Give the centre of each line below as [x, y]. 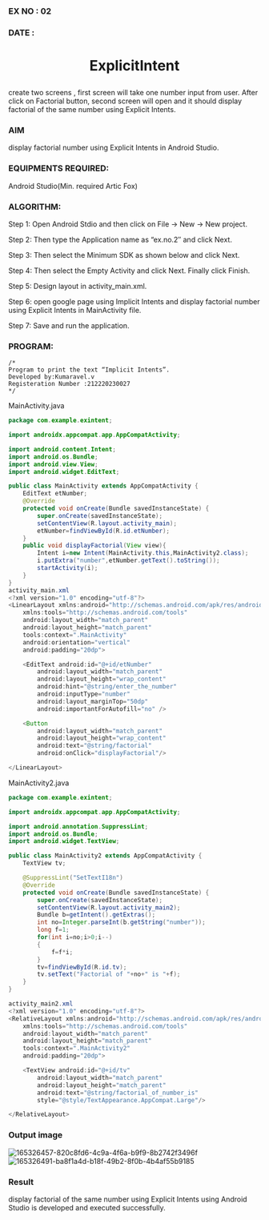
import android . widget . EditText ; [64, 472]
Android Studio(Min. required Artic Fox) [73, 186]
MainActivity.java [36, 406]
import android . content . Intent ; [62, 449]
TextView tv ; [44, 863]
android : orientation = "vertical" [76, 642]
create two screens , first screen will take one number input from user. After [133, 93]
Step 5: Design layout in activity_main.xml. [78, 286]
